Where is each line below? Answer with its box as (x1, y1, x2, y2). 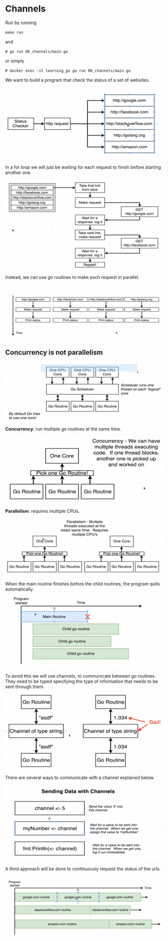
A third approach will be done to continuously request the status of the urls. (5, 866, 161, 872)
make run (5, 30, 23, 35)
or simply (5, 58, 24, 64)
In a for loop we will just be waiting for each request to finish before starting (5, 164, 161, 171)
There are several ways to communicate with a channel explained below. (5, 774, 155, 780)
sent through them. (5, 683, 45, 690)
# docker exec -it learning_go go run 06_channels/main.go (5, 68, 131, 73)
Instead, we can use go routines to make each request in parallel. (5, 274, 139, 280)
